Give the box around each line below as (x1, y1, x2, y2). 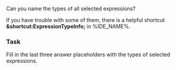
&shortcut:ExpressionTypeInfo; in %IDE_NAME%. (6, 23, 131, 30)
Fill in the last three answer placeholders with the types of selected (6, 51, 171, 58)
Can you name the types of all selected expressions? (6, 5, 136, 12)
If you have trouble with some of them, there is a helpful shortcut (6, 17, 165, 23)
